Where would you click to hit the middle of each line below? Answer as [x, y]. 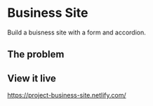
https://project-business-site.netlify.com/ [67, 95]
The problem [36, 54]
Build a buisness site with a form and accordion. [76, 32]
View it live [32, 78]
